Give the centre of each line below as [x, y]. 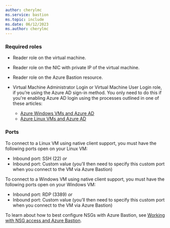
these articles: [27, 104]
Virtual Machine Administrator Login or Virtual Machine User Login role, [87, 88]
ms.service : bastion [27, 15]
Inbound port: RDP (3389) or [42, 194]
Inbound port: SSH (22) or [40, 158]
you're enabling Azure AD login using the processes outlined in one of [86, 98]
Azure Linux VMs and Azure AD [53, 119]
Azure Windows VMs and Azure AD [57, 113]
